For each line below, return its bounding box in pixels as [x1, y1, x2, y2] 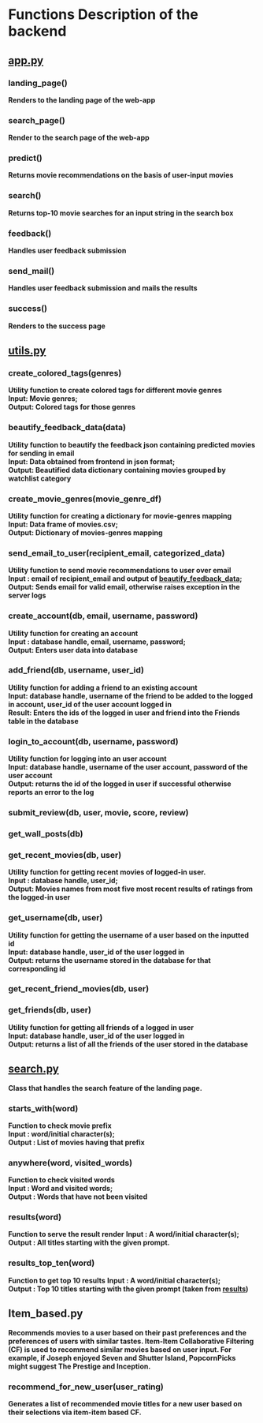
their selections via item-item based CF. [8, 1407, 142, 1417]
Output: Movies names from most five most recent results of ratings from [8, 884, 254, 893]
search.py [8, 1062, 59, 1076]
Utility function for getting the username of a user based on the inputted [8, 930, 250, 940]
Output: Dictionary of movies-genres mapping [8, 527, 163, 537]
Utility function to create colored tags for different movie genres [8, 385, 223, 395]
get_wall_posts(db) [8, 828, 83, 839]
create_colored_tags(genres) [8, 367, 122, 378]
